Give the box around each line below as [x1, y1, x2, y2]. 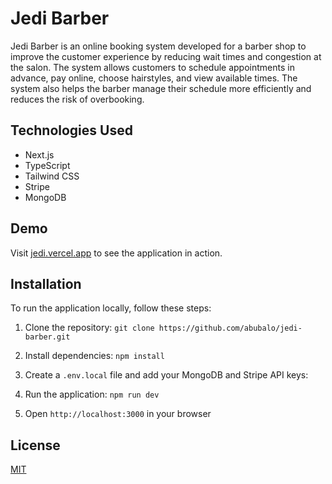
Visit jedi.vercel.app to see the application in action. [10, 247, 223, 259]
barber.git [24, 332, 71, 342]
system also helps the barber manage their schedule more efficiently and [10, 82, 312, 94]
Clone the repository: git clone [24, 322, 155, 334]
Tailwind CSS [24, 170, 80, 182]
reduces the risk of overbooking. [10, 93, 145, 105]
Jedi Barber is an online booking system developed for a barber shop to [10, 40, 307, 52]
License [10, 437, 61, 454]
